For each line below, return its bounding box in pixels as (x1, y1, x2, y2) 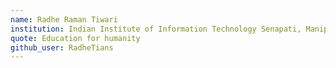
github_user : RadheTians (10, 42, 114, 53)
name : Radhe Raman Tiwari (10, 14, 118, 25)
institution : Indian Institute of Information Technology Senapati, (10, 24, 302, 34)
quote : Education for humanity (10, 33, 141, 43)
